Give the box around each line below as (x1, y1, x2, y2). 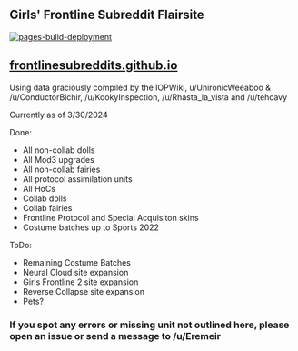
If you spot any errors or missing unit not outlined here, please (9, 318, 290, 331)
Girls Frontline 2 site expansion (22, 276, 139, 287)
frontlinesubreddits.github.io (9, 58, 178, 74)
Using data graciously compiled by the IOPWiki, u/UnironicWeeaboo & (9, 82, 271, 93)
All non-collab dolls (22, 145, 95, 155)
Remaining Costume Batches (22, 256, 132, 267)
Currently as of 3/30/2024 (9, 109, 108, 120)
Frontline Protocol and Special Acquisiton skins (22, 212, 199, 223)
